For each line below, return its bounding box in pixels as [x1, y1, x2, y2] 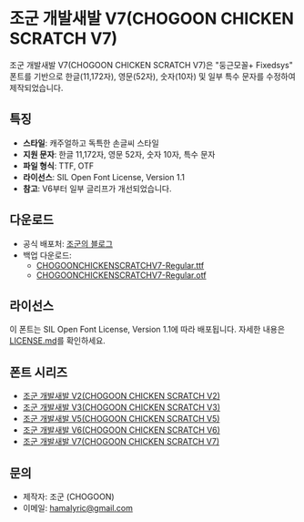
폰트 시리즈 [9, 364, 68, 380]
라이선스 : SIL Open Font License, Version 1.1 [22, 171, 185, 182]
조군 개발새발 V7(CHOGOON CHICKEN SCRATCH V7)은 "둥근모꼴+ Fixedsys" [9, 59, 293, 70]
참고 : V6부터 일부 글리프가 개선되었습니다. [22, 183, 172, 194]
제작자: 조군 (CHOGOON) [22, 491, 116, 502]
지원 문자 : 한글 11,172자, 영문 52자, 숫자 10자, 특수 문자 [22, 148, 216, 159]
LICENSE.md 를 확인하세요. [9, 335, 106, 346]
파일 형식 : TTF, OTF [22, 160, 94, 171]
